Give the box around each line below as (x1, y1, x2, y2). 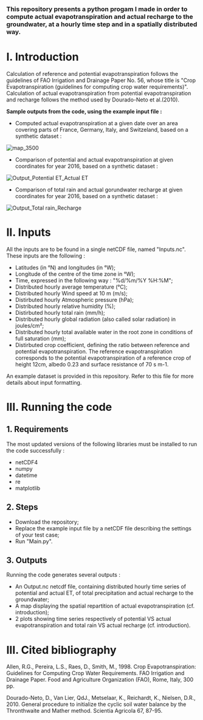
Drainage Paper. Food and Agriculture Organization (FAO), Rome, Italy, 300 (6, 676, 194, 684)
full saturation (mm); (15, 335, 66, 342)
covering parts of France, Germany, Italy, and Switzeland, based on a (15, 126, 188, 133)
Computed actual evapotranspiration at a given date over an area (15, 119, 178, 126)
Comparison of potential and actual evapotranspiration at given (15, 156, 174, 163)
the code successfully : (6, 447, 65, 454)
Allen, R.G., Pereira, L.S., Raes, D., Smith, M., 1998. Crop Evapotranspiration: (6, 663, 196, 670)
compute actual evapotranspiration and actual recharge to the (6, 12, 193, 21)
